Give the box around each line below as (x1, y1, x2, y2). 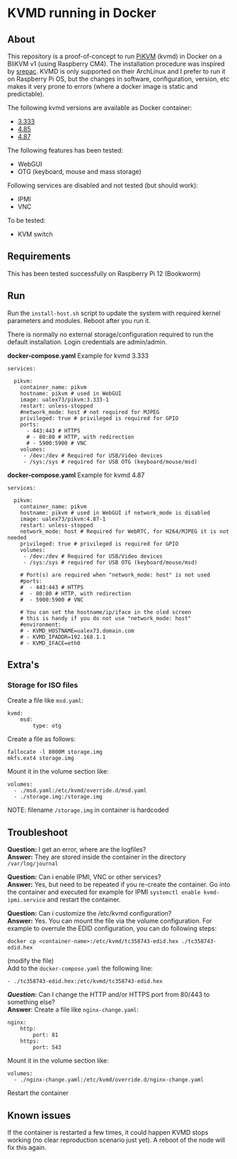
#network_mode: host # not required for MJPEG (20, 408, 160, 416)
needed (7, 534, 27, 541)
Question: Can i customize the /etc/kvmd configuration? (7, 909, 172, 918)
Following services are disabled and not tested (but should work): (7, 181, 198, 189)
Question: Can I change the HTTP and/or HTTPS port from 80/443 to (7, 990, 210, 999)
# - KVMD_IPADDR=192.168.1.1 (20, 633, 106, 640)
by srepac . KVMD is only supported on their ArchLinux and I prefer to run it (7, 67, 226, 75)
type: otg (33, 723, 62, 730)
